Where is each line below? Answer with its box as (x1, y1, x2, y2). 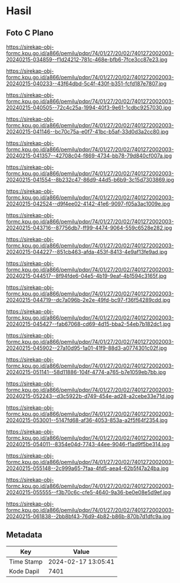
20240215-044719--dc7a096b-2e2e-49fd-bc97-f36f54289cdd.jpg (6, 297, 171, 303)
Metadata (6, 530, 42, 540)
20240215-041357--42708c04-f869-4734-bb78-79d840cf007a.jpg (6, 152, 172, 159)
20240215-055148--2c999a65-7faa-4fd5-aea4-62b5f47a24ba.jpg (6, 465, 169, 472)
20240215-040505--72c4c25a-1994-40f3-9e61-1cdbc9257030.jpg (6, 104, 171, 111)
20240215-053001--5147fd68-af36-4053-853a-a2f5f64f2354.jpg (6, 417, 168, 424)
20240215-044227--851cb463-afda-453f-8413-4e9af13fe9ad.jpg (6, 249, 168, 255)
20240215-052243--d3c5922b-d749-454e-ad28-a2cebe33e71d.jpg (6, 392, 174, 400)
